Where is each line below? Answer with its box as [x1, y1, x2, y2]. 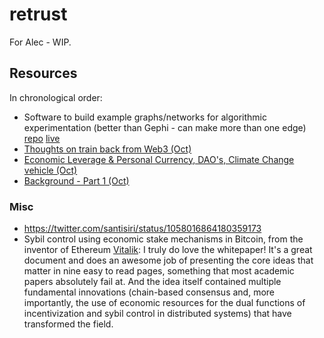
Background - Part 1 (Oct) [23, 174, 130, 187]
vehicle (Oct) [23, 164, 78, 176]
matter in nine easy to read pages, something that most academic [23, 265, 295, 277]
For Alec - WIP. [9, 36, 72, 48]
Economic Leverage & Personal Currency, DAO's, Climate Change [23, 153, 295, 165]
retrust [9, 3, 68, 26]
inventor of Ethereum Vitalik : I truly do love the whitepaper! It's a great [23, 244, 313, 256]
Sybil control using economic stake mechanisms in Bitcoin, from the [23, 233, 304, 245]
